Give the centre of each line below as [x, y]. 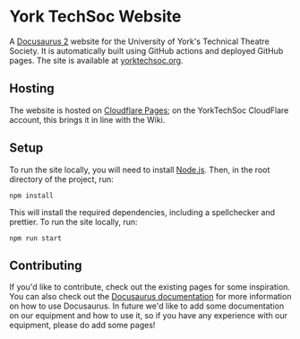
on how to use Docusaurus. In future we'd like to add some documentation [147, 306]
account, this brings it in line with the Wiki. [87, 119]
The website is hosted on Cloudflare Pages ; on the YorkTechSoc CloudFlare [149, 110]
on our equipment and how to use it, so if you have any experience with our [149, 316]
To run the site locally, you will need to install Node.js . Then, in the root [140, 169]
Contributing [46, 265]
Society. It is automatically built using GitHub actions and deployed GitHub [146, 50]
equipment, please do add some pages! [82, 326]
